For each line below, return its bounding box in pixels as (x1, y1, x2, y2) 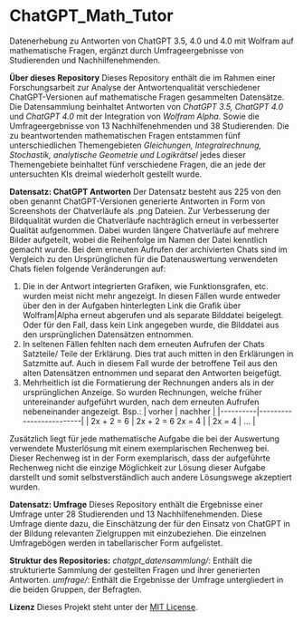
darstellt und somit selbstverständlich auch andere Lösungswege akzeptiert (9, 471, 292, 482)
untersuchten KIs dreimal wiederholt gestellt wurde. (9, 169, 203, 180)
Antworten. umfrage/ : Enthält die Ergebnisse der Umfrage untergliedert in (9, 574, 284, 585)
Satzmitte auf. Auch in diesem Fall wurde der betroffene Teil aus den (22, 357, 278, 368)
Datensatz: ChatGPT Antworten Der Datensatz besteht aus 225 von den (9, 186, 282, 197)
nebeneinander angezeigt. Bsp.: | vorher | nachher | (22, 405, 216, 417)
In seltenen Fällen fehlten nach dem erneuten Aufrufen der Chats (22, 338, 265, 349)
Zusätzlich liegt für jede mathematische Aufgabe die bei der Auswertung (9, 432, 280, 444)
